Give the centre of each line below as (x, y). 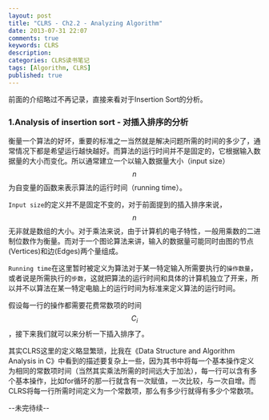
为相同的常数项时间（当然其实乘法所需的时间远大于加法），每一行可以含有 (129, 370)
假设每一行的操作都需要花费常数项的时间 (75, 305)
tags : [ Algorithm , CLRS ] (50, 68)
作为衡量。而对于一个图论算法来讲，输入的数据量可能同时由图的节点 (141, 240)
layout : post (30, 16)
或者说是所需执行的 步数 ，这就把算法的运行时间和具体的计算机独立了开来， (130, 278)
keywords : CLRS (34, 46)
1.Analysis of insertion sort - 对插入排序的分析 (98, 122)
